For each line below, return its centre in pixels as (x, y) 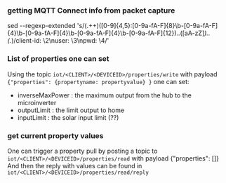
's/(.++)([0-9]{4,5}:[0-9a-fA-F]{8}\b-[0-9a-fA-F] (147, 26)
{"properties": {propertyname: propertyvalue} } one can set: (98, 81)
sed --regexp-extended (41, 26)
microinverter (37, 102)
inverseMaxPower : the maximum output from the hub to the (104, 95)
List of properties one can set (59, 59)
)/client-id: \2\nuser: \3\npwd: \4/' (60, 41)
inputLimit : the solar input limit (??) (68, 117)
